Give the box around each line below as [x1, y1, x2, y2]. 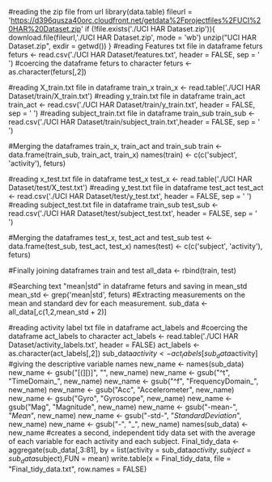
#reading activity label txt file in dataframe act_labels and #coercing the [8, 323, 249, 332]
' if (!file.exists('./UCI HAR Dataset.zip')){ [80, 24, 216, 33]
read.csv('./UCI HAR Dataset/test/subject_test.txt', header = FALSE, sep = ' [8, 209, 257, 218]
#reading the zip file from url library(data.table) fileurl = [8, 7, 193, 16]
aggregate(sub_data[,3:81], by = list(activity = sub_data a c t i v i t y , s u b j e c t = [8, 445, 252, 455]
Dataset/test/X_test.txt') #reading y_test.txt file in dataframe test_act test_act [8, 183, 264, 192]
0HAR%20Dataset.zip [8, 24, 82, 33]
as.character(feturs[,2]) [8, 67, 87, 76]
